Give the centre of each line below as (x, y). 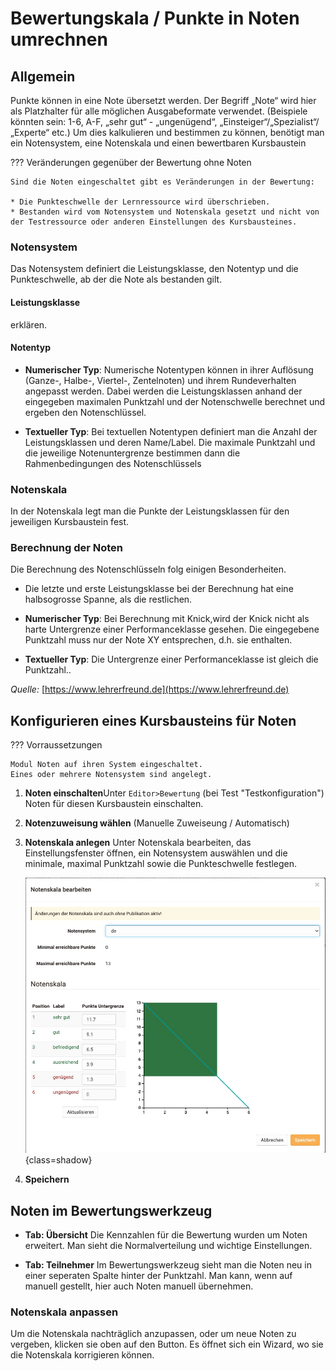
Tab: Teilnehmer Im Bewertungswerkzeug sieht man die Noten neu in (168, 1265)
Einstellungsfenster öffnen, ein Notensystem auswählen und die (156, 853)
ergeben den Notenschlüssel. (85, 412)
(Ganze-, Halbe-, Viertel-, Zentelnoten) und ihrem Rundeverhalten (160, 380)
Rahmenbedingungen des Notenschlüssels (113, 463)
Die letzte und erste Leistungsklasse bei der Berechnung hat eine (159, 589)
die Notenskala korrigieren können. (82, 1355)
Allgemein (43, 76)
